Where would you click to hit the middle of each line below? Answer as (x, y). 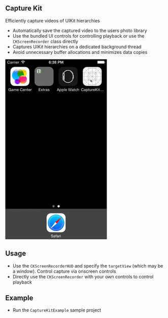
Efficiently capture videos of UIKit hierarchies (53, 20)
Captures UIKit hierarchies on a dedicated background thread (77, 47)
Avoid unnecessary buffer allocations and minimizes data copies (80, 52)
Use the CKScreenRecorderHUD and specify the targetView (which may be (88, 266)
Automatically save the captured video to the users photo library (80, 31)
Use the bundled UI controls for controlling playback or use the (78, 36)
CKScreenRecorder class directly (45, 41)
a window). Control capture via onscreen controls (64, 271)
